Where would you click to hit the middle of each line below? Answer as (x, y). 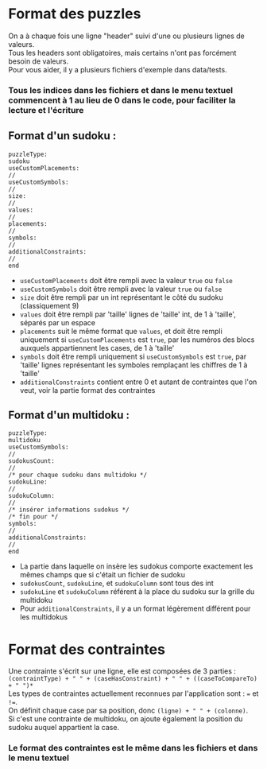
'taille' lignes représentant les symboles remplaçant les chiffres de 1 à (133, 365)
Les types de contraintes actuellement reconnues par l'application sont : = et (133, 693)
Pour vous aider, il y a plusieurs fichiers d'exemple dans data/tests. (118, 69)
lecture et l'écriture (46, 110)
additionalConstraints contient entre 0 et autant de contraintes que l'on (138, 382)
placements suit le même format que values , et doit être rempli (121, 331)
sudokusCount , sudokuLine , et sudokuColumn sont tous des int (117, 583)
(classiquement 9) (49, 305)
